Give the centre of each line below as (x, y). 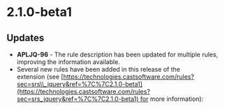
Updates (26, 38)
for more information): (172, 99)
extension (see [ (40, 77)
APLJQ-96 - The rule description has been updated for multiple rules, (117, 54)
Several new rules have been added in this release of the (99, 69)
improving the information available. (68, 62)
